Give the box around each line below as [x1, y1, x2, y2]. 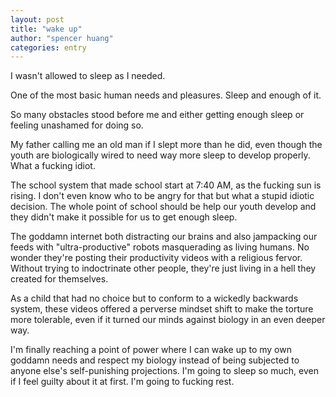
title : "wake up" [10, 24, 83, 34]
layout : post [10, 14, 65, 25]
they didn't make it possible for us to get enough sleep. [10, 211, 238, 223]
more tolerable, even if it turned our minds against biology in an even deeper [10, 314, 326, 326]
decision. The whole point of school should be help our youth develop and [10, 201, 317, 213]
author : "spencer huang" [10, 33, 114, 43]
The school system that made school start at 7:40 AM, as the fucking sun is [10, 179, 322, 191]
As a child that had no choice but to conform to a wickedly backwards [10, 292, 299, 305]
